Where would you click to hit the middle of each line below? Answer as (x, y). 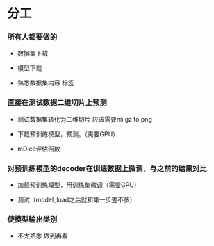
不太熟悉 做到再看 (42, 236)
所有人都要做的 (32, 37)
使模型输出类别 (32, 219)
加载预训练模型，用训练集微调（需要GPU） (79, 185)
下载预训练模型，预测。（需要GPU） (68, 134)
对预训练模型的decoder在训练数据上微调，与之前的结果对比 (107, 168)
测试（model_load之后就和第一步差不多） (76, 200)
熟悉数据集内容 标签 (46, 83)
